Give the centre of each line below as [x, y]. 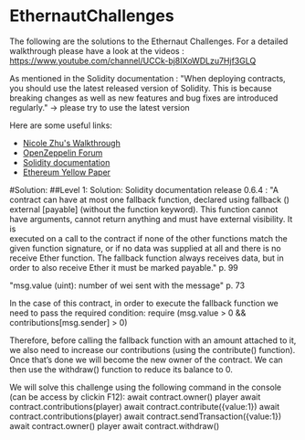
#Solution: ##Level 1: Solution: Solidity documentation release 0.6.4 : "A [144, 189]
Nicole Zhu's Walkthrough [71, 143]
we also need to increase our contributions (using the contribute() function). [152, 349]
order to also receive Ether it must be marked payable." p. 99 [124, 267]
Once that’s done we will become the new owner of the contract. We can [146, 360]
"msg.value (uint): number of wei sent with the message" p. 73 [127, 285]
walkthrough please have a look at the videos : [97, 50]
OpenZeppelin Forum [63, 153]
